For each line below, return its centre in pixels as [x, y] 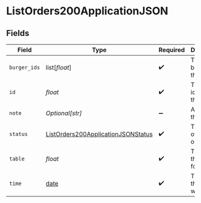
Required [172, 50]
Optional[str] [64, 113]
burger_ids [25, 67]
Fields [18, 33]
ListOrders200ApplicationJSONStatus [99, 134]
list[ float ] [59, 67]
